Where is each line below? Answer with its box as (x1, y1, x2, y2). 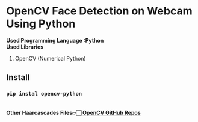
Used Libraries (6, 43, 44, 50)
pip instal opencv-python (6, 90, 82, 97)
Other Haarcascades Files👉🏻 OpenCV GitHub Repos (6, 109, 141, 116)
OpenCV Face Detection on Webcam (6, 4, 193, 18)
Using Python (6, 17, 76, 31)
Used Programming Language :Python (6, 37, 104, 44)
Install (6, 72, 30, 82)
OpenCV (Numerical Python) (14, 55, 86, 62)
